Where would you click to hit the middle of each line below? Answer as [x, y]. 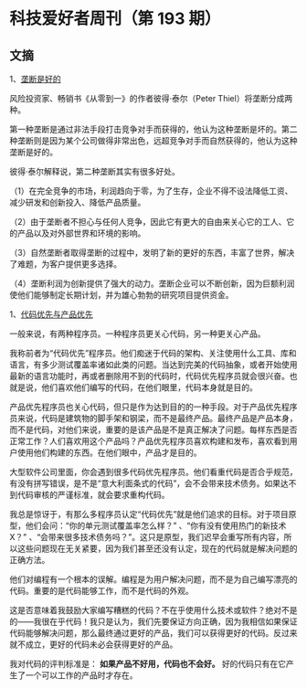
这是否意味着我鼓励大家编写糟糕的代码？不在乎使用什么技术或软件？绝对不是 [153, 610]
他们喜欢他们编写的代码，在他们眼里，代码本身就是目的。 [149, 387]
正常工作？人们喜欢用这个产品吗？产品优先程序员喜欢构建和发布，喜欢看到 [149, 441]
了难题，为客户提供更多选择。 [65, 264]
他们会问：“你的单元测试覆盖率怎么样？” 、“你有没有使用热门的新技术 [156, 525]
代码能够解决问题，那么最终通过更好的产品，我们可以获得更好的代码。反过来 [153, 633]
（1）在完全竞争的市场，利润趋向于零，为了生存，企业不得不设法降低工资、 [151, 191]
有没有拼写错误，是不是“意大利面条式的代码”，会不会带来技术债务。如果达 [149, 483]
